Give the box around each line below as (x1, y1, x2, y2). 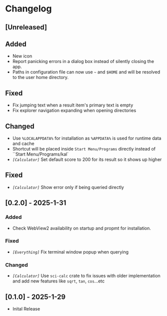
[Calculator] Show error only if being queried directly (12, 184, 124, 190)
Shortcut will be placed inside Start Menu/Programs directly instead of (12, 146, 156, 152)
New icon (12, 53, 32, 59)
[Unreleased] (5, 23, 47, 31)
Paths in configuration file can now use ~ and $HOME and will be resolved (12, 69, 160, 75)
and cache (12, 140, 34, 146)
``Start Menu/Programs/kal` (12, 151, 69, 157)
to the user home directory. (12, 74, 69, 80)
